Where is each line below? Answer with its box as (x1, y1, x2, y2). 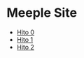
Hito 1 (16, 35, 34, 43)
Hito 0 (16, 28, 35, 36)
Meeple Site (6, 5, 78, 21)
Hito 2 (16, 43, 34, 51)
